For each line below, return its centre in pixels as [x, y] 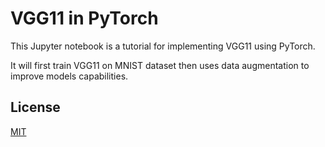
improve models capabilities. [69, 76]
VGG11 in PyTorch [84, 18]
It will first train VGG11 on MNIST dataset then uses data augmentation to [160, 65]
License [35, 107]
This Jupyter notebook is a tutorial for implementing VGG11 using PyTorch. [163, 46]
